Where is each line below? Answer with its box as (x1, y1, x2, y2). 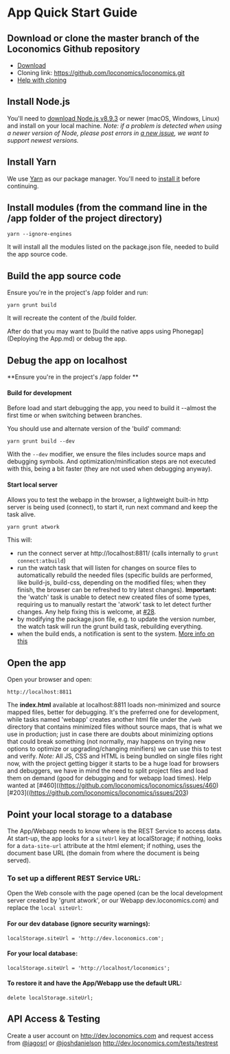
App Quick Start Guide (7, 5, 138, 21)
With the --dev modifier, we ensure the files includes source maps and (7, 450, 206, 458)
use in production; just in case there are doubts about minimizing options (7, 730, 214, 738)
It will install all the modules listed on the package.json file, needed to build (7, 243, 219, 251)
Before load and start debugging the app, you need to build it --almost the (7, 404, 217, 412)
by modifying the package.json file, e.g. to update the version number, (16, 615, 216, 623)
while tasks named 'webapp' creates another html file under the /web (7, 716, 202, 724)
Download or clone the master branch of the (7, 32, 200, 44)
